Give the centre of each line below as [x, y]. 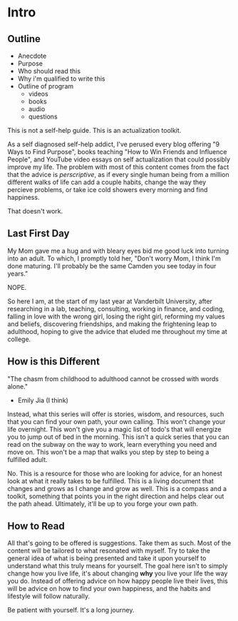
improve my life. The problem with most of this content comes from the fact [118, 167]
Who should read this [49, 71]
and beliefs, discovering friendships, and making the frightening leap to [112, 324]
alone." [18, 386]
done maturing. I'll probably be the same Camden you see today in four [112, 266]
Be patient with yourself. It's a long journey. [71, 610]
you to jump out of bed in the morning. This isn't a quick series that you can [118, 437]
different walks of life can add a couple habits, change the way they [107, 182]
